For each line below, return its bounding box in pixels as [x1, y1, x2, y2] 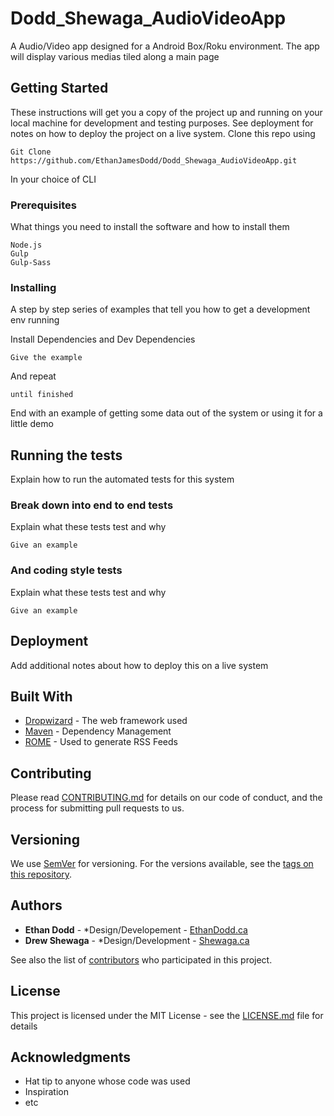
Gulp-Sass [10, 258, 52, 268]
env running [10, 314, 60, 326]
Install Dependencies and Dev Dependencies [10, 333, 196, 346]
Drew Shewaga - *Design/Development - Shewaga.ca [24, 934, 250, 946]
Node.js [10, 240, 43, 251]
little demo [10, 418, 54, 430]
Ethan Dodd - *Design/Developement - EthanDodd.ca [24, 923, 248, 936]
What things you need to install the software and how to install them [10, 221, 290, 233]
